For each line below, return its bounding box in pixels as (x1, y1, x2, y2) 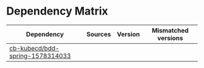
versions (157, 33, 183, 42)
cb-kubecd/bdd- (9, 44, 59, 52)
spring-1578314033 (9, 52, 71, 60)
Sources (86, 30, 111, 38)
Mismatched (151, 26, 189, 35)
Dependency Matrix (6, 4, 108, 18)
